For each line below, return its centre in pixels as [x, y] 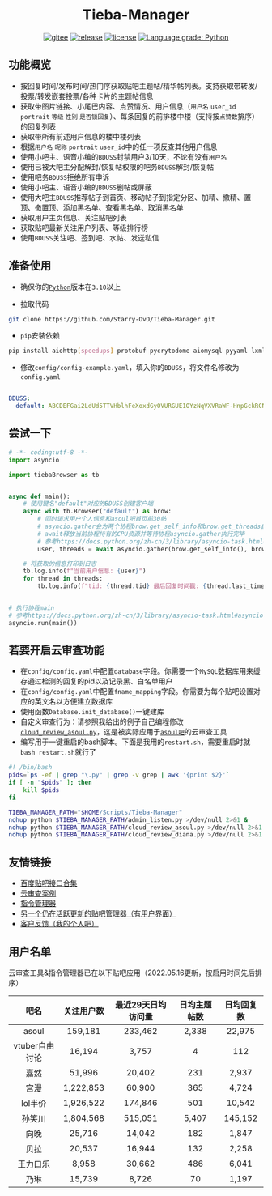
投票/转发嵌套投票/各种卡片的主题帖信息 [87, 96]
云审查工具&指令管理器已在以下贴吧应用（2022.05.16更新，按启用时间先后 [132, 973]
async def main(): [39, 496]
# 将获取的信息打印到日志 [60, 564]
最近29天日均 [140, 1004]
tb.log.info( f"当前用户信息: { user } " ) [85, 571]
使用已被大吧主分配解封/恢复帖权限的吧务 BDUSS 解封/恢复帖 [117, 167]
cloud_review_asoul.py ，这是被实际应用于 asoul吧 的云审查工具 [123, 732]
